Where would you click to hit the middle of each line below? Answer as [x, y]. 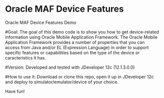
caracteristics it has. [26, 58]
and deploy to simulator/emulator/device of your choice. [62, 82]
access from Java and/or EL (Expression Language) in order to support [77, 47]
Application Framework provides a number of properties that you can [75, 42]
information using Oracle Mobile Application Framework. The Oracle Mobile [82, 37]
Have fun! [15, 91]
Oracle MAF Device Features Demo [41, 22]
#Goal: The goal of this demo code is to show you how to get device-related [82, 32]
